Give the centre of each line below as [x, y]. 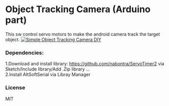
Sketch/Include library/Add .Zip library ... [48, 69]
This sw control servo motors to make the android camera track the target [83, 34]
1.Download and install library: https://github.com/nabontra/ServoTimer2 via [85, 64]
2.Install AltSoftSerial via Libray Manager [48, 75]
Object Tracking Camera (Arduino [78, 9]
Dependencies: [25, 53]
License [15, 88]
